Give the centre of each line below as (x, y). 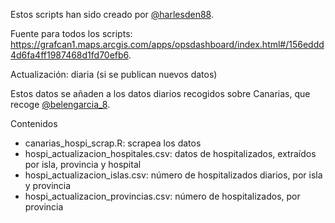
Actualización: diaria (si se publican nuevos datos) (114, 74)
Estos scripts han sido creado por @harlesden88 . (112, 14)
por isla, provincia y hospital (83, 164)
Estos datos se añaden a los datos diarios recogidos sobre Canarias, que (160, 93)
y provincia (48, 185)
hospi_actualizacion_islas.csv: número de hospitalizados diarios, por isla (173, 175)
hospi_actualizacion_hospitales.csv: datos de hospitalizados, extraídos (170, 153)
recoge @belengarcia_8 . (60, 104)
